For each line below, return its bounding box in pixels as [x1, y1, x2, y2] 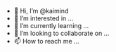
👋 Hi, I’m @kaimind [13, 7, 69, 15]
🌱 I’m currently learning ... [13, 22, 89, 30]
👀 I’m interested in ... [13, 14, 74, 22]
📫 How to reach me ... [13, 37, 79, 45]
